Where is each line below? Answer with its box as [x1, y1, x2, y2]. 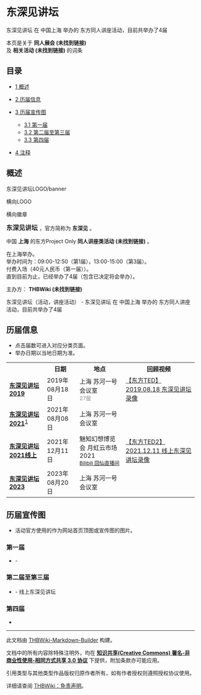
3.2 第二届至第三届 [23, 128, 71, 135]
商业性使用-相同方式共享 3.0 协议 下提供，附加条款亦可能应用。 [6, 657, 163, 664]
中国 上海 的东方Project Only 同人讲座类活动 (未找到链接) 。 [6, 237, 153, 244]
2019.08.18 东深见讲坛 [125, 385, 192, 394]
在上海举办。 [6, 250, 38, 258]
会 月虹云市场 [80, 444, 118, 452]
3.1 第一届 [23, 121, 48, 128]
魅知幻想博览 [80, 435, 116, 443]
